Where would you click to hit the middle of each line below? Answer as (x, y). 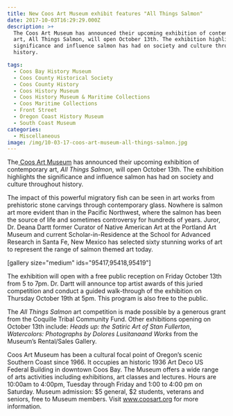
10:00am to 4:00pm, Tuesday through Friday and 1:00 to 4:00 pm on (105, 384)
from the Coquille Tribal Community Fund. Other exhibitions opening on (109, 319)
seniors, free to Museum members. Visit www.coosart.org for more (103, 399)
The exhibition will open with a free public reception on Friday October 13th (114, 276)
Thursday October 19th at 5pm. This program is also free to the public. (107, 299)
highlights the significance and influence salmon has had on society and (110, 177)
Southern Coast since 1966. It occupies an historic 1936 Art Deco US (105, 363)
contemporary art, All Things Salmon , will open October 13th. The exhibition (115, 169)
